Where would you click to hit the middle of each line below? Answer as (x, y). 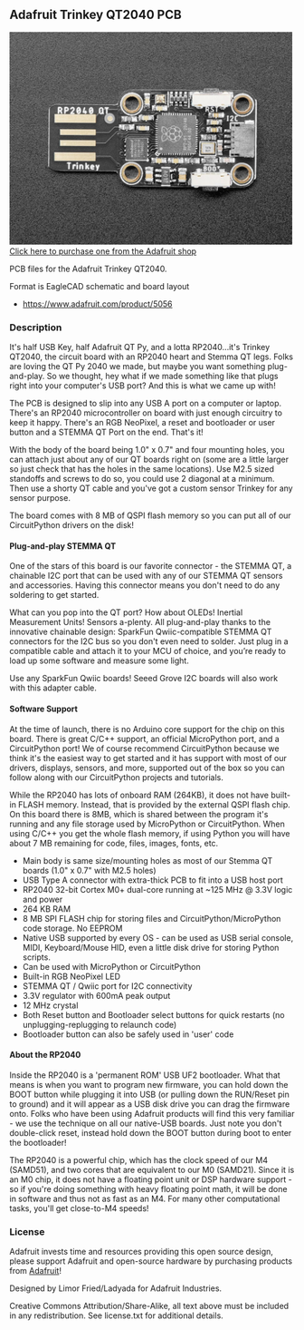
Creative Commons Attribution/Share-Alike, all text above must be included (149, 1306)
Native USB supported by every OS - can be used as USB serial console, (158, 937)
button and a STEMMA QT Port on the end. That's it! (106, 432)
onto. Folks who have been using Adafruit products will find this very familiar (152, 1113)
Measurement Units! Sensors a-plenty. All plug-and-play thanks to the (140, 622)
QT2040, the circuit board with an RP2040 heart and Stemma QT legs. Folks (152, 357)
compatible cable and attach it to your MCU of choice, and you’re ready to (148, 651)
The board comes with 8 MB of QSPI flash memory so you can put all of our (150, 515)
